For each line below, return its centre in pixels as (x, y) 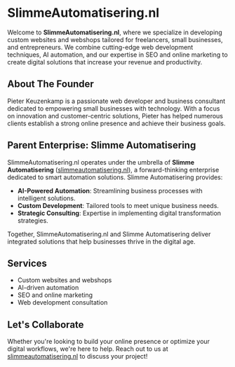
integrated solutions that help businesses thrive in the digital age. (101, 241)
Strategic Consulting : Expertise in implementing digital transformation (119, 213)
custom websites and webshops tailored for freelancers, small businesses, (115, 39)
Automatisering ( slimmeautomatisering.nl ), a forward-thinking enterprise (113, 169)
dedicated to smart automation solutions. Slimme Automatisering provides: (115, 177)
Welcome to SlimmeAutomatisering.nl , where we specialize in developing (115, 32)
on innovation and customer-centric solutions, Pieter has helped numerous (115, 116)
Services (27, 263)
